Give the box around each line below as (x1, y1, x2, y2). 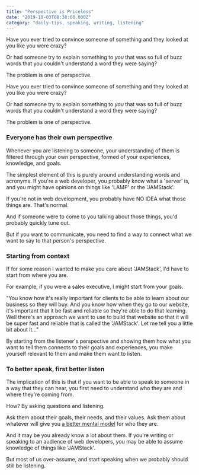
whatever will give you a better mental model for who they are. (6, 420, 159, 428)
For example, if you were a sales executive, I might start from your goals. (6, 283, 184, 290)
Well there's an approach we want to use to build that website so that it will (6, 313, 189, 320)
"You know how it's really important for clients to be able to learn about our (6, 294, 190, 301)
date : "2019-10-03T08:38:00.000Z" (6, 14, 92, 20)
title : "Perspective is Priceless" (6, 8, 94, 15)
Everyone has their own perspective (6, 133, 113, 142)
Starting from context (6, 251, 70, 260)
